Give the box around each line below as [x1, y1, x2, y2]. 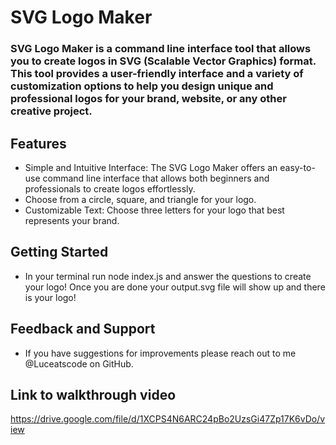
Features [10, 135, 67, 152]
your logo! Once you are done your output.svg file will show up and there [24, 281, 326, 293]
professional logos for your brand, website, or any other [10, 92, 287, 106]
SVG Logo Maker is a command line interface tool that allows [10, 42, 312, 56]
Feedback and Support [10, 321, 156, 338]
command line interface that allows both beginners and [42, 172, 270, 184]
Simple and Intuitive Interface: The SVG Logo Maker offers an [24, 161, 278, 173]
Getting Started [10, 244, 109, 261]
